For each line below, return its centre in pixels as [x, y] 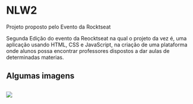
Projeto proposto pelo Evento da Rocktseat [58, 27]
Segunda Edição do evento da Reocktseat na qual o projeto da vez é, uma [96, 38]
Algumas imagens [40, 76]
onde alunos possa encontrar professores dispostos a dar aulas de [88, 51]
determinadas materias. [35, 57]
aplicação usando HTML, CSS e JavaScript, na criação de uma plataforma [97, 45]
